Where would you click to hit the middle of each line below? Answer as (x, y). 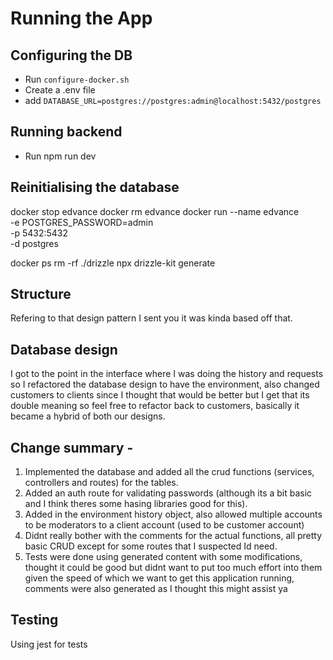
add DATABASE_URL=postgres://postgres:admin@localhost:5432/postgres (173, 100)
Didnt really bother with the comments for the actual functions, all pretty (173, 536)
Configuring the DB (71, 55)
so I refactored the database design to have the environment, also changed (165, 384)
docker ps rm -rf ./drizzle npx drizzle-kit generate (113, 263)
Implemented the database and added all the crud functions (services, (169, 472)
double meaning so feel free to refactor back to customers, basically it (155, 406)
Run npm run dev (60, 156)
